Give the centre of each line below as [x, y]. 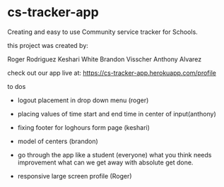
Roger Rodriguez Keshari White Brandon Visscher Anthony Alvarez [105, 59]
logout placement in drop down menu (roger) [83, 100]
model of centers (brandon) [58, 141]
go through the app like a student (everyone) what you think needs [114, 155]
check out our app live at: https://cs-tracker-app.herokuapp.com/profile [112, 73]
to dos [17, 86]
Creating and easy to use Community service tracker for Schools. [102, 32]
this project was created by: [48, 45]
